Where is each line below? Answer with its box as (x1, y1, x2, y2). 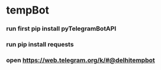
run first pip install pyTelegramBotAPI (6, 25, 117, 33)
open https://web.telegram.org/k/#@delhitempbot (6, 56, 155, 64)
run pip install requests (6, 41, 74, 49)
